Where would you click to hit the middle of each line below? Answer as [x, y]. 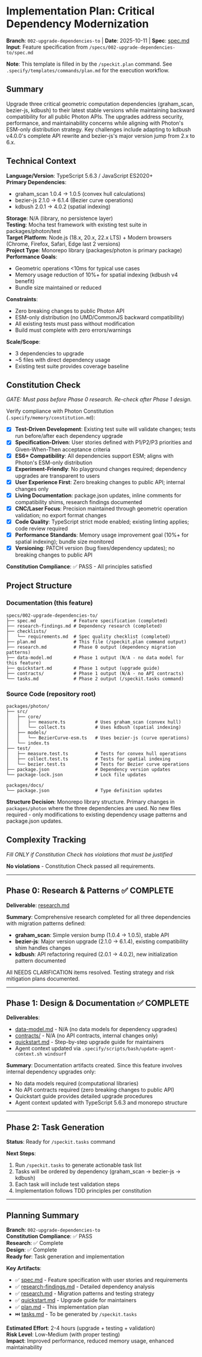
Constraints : [22, 299]
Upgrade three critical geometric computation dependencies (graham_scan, [100, 104]
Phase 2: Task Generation [55, 1127]
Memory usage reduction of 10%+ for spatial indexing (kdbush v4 [96, 275]
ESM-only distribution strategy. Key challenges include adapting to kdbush [99, 129]
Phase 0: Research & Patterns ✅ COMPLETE [90, 891]
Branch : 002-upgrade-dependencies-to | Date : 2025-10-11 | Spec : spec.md [98, 40]
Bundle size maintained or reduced [58, 287]
